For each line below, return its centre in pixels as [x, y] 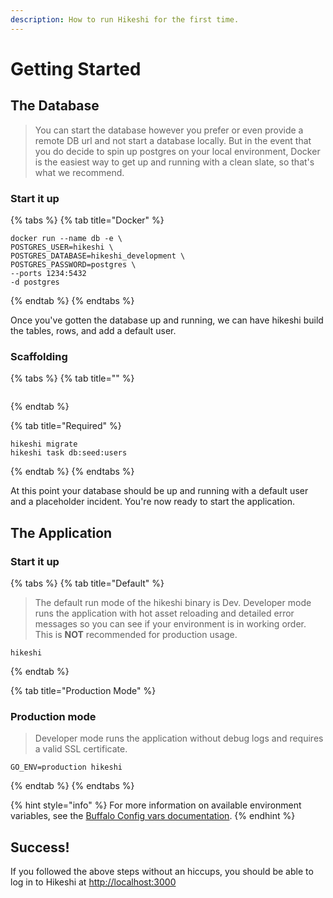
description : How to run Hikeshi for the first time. [125, 19]
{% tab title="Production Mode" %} [83, 690]
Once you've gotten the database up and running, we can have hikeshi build [167, 320]
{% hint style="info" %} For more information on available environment [156, 805]
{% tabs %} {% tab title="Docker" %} [87, 220]
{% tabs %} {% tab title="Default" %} [87, 583]
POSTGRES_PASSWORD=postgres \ [73, 264]
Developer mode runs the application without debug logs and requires [179, 738]
